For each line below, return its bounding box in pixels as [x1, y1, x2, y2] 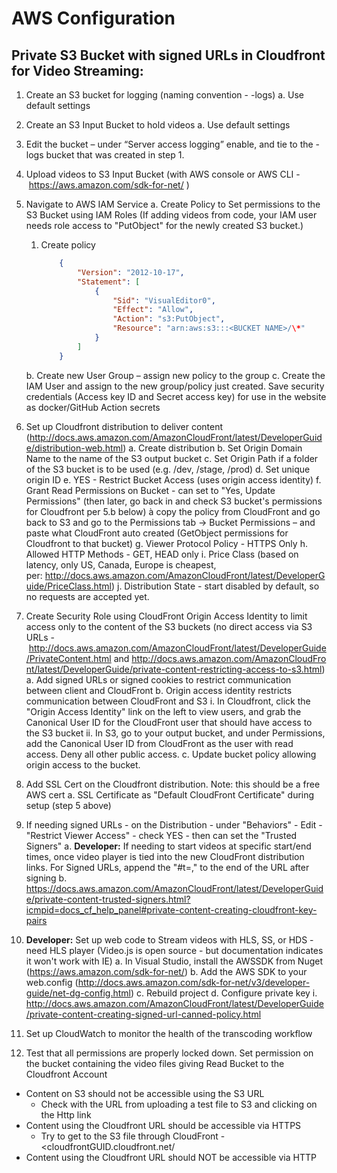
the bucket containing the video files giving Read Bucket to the [25, 1057, 285, 1069]
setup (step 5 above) [25, 799, 112, 811]
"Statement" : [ [76, 277, 141, 287]
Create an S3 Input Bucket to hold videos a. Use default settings [25, 119, 291, 131]
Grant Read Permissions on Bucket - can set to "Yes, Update [25, 484, 276, 496]
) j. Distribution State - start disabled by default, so [110, 580, 320, 592]
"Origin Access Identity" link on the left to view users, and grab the [25, 705, 302, 717]
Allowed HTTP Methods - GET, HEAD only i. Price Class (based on [25, 548, 299, 560]
